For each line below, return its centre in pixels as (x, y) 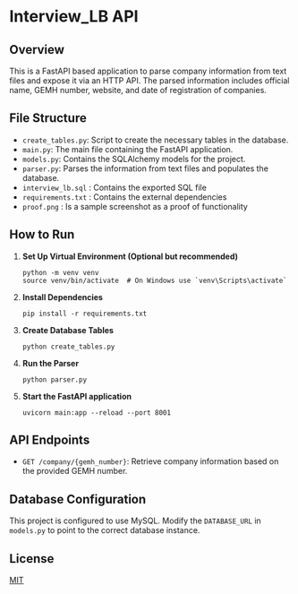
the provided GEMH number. (75, 471)
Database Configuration (78, 499)
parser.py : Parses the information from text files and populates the (145, 168)
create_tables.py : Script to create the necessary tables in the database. (155, 140)
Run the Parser (50, 363)
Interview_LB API (74, 17)
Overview (37, 50)
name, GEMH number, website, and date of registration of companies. (138, 90)
